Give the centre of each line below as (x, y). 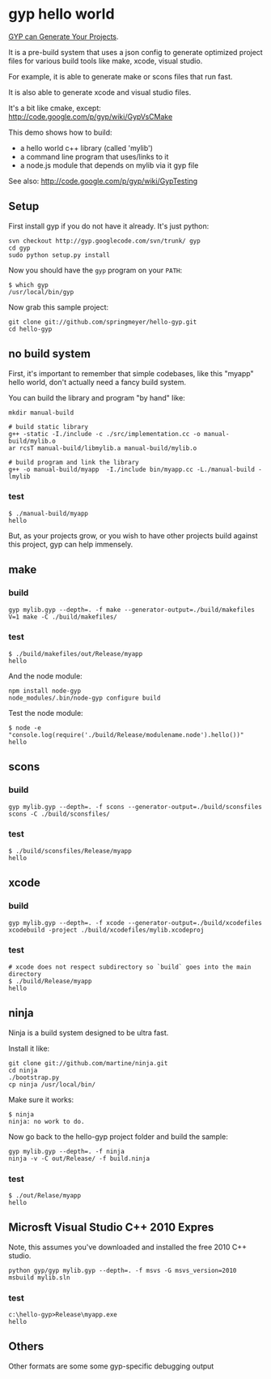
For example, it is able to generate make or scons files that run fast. (121, 76)
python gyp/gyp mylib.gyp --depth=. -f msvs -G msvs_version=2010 (123, 1270)
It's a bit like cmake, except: (55, 108)
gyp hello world (61, 14)
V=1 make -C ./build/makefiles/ (63, 617)
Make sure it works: (41, 1099)
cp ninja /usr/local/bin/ (52, 1084)
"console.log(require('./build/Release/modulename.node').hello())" (126, 734)
